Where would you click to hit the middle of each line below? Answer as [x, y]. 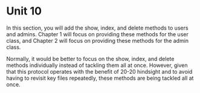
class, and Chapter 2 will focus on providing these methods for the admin [98, 40]
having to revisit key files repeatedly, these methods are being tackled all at [100, 78]
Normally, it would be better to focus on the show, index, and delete [90, 59]
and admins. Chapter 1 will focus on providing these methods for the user [97, 34]
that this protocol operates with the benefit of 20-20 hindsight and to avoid [99, 71]
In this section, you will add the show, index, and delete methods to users [97, 28]
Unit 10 [24, 11]
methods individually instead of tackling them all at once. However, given [97, 65]
